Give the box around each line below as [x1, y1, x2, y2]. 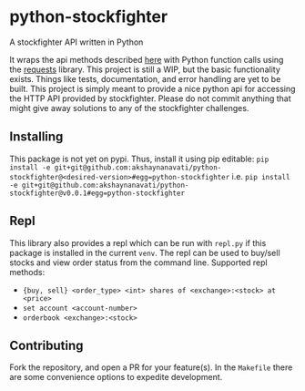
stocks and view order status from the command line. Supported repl [9, 257, 268, 268]
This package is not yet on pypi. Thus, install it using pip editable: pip [9, 153, 269, 164]
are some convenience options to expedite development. [9, 372, 223, 383]
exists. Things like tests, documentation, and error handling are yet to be [9, 73, 281, 84]
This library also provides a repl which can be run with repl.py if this [9, 237, 267, 248]
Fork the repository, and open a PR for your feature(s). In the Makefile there [9, 362, 293, 373]
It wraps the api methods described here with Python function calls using [9, 54, 284, 65]
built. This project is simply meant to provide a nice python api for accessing [9, 83, 296, 94]
